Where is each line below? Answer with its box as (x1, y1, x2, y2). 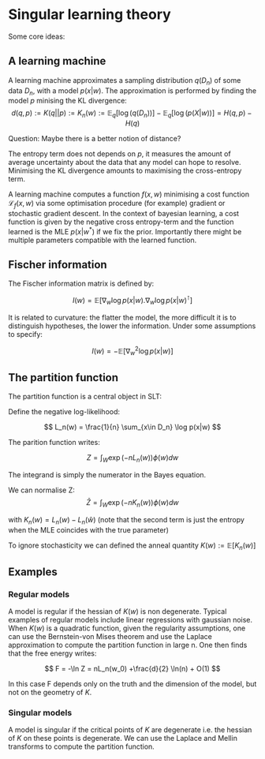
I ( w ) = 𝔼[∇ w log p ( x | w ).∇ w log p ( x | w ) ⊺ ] (72, 294, 193, 307)
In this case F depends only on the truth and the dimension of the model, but (8, 679, 257, 688)
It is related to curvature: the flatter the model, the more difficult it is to (8, 312, 237, 322)
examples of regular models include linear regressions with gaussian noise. (8, 615, 253, 624)
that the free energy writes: (8, 649, 97, 658)
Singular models (8, 707, 73, 718)
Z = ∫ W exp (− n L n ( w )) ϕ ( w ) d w (86, 453, 179, 464)
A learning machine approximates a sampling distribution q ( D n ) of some (8, 75, 241, 87)
